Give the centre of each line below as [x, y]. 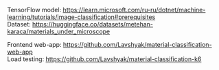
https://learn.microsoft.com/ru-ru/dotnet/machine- [134, 10]
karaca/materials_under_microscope [59, 31]
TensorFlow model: [34, 10]
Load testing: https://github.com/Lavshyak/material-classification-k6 [104, 59]
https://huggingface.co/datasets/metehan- [92, 24]
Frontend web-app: [34, 45]
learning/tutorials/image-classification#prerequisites [81, 17]
